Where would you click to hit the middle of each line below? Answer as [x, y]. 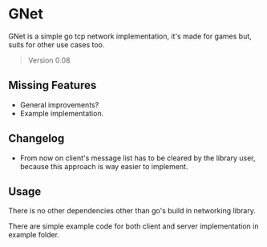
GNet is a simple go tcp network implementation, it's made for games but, [130, 36]
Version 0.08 [49, 60]
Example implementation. [62, 113]
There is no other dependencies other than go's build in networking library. [132, 211]
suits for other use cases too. [57, 44]
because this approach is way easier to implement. [104, 166]
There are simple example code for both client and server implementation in [133, 226]
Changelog [36, 138]
